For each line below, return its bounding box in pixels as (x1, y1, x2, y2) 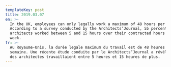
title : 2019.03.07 (5, 12, 44, 17)
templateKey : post (5, 7, 44, 13)
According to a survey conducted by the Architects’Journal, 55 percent (10, 26, 167, 31)
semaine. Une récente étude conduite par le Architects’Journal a (10, 49, 154, 54)
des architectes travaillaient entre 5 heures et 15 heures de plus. (10, 54, 160, 59)
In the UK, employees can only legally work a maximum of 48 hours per (10, 21, 165, 27)
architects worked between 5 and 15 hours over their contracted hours (10, 31, 165, 36)
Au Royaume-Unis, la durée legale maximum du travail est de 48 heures (10, 45, 165, 50)
